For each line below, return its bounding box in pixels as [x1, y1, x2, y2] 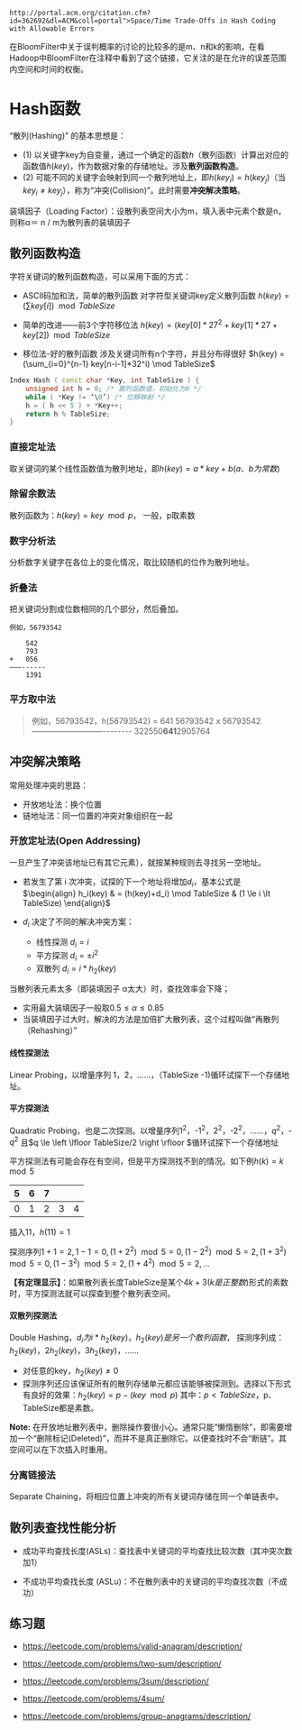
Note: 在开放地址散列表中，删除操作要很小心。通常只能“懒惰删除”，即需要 [9, 1421, 285, 1433]
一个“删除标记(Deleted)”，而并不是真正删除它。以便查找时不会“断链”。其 [16, 1433, 287, 1443]
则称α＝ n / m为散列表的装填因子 [9, 216, 131, 227]
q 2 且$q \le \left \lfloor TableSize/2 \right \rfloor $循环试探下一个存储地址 [9, 1135, 279, 1148]
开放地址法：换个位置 [22, 799, 102, 810]
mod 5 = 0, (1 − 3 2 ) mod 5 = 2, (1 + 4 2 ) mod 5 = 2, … [9, 1256, 210, 1268]
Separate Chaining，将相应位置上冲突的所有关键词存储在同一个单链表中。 [9, 1491, 284, 1502]
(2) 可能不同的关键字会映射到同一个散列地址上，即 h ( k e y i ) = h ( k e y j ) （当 [22, 171, 286, 185]
